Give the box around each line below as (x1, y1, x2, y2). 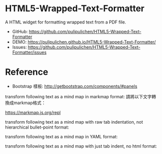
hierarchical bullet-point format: (5, 124, 70, 130)
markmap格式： (13, 100, 46, 106)
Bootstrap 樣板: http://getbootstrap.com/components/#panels (12, 83, 137, 89)
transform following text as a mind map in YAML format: (5, 133, 118, 139)
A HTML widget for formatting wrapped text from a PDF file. (5, 19, 126, 25)
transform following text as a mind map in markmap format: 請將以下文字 (5, 93, 152, 99)
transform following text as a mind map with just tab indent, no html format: (5, 143, 157, 149)
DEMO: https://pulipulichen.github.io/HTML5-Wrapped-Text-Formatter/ (12, 39, 156, 44)
